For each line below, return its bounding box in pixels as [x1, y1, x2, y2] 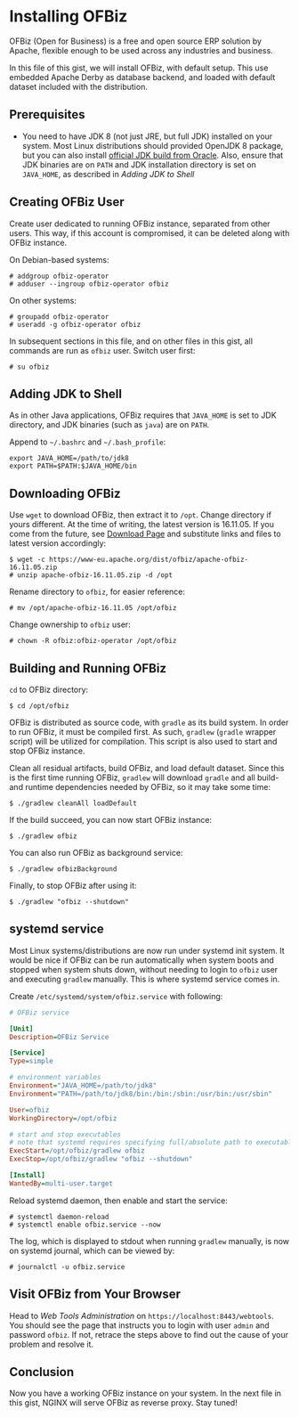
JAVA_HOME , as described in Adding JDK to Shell [21, 168, 195, 179]
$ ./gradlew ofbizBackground [9, 865, 117, 874]
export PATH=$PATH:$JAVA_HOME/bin [9, 461, 138, 471]
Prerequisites [9, 107, 85, 122]
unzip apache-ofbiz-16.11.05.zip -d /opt [17, 571, 174, 580]
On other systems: [9, 295, 77, 305]
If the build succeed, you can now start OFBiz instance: [9, 815, 212, 825]
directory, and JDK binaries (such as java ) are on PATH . [9, 419, 210, 430]
